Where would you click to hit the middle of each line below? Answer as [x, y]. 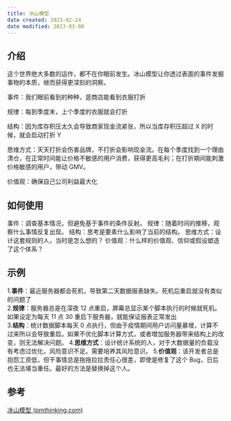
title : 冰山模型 [28, 13]
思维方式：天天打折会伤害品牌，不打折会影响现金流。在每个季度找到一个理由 [115, 150]
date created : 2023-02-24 [44, 20]
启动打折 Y [46, 135]
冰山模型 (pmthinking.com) [45, 410]
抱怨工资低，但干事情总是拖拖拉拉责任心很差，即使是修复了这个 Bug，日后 [113, 360]
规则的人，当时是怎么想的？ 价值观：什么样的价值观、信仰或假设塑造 [122, 240]
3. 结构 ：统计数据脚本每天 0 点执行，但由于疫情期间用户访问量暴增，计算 [110, 325]
